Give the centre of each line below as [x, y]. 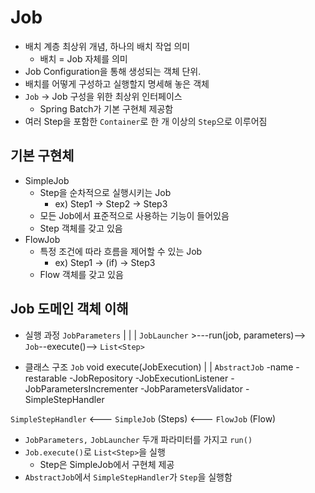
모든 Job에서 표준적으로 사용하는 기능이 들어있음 [134, 215]
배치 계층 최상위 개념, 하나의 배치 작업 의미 [107, 46]
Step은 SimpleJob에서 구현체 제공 [107, 464]
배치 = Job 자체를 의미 [83, 58]
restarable [46, 378]
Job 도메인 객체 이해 [69, 309]
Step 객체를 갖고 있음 [81, 228]
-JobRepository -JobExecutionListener [149, 378]
